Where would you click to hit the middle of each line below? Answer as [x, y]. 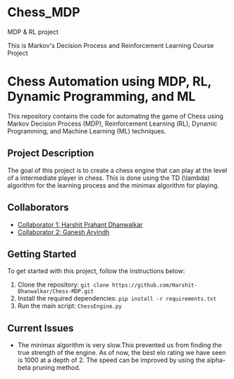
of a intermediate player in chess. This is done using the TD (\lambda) [109, 178]
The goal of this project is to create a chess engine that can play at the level [117, 170]
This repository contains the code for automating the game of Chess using [116, 116]
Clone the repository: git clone [63, 285]
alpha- [216, 360]
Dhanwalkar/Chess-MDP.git [55, 291]
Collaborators [38, 208]
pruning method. [56, 368]
